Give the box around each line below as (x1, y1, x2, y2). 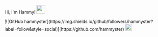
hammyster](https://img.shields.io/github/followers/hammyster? (24, 18, 153, 24)
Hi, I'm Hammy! (4, 9, 36, 15)
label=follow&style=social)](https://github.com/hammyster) (4, 26, 125, 32)
